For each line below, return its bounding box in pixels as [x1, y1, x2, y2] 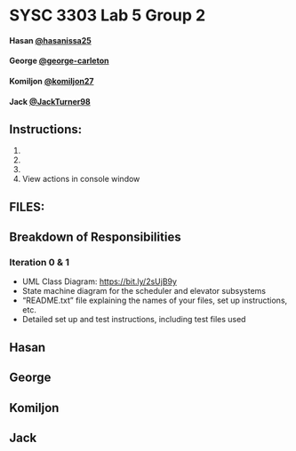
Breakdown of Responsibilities [9, 230, 181, 245]
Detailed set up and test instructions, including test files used [21, 314, 246, 325]
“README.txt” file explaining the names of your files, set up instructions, [21, 295, 288, 306]
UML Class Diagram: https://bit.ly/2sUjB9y [21, 276, 178, 287]
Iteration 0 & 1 [9, 257, 69, 269]
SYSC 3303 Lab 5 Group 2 [9, 5, 206, 26]
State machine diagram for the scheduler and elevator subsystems [21, 286, 267, 297]
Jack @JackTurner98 [9, 96, 91, 107]
